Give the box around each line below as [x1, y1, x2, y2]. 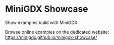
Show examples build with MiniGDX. [5, 20, 79, 25]
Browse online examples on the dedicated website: [5, 29, 109, 35]
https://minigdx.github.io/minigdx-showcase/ [5, 34, 98, 40]
